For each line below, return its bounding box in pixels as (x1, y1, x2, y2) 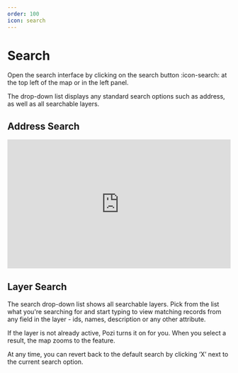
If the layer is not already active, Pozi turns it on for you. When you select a (7, 328, 227, 337)
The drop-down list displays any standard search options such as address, (7, 92, 225, 101)
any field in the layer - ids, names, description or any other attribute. (7, 315, 206, 323)
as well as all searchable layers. (7, 100, 100, 108)
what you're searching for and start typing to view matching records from (7, 307, 222, 316)
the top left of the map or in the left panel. (7, 79, 129, 87)
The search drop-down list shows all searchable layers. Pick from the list (7, 299, 220, 308)
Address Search (7, 120, 80, 132)
